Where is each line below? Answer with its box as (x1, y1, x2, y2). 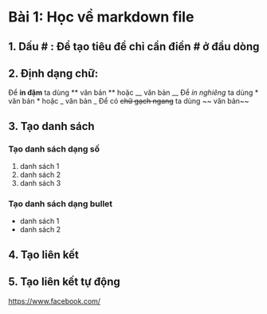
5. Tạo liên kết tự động (8, 275, 121, 288)
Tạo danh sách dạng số (8, 143, 100, 155)
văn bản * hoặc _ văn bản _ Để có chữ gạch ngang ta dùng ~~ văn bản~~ (8, 96, 249, 106)
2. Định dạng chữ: (8, 66, 99, 80)
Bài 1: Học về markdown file (8, 8, 194, 26)
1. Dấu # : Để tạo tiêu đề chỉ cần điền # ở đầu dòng (8, 40, 260, 53)
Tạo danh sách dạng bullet (8, 198, 113, 209)
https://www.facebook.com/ (8, 296, 101, 306)
